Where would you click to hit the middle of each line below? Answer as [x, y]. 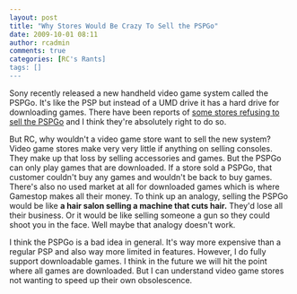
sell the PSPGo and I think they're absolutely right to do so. [118, 121]
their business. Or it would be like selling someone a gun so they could [140, 215]
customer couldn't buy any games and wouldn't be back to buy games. [141, 177]
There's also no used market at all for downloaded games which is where [144, 186]
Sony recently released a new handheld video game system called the [139, 93]
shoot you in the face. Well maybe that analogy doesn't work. [122, 224]
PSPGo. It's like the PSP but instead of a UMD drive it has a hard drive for [144, 102]
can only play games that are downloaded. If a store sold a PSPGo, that [141, 168]
